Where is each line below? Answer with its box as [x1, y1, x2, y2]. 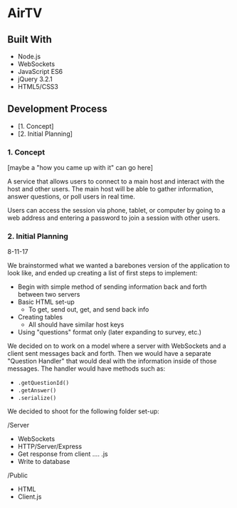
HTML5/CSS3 [17, 83, 58, 90]
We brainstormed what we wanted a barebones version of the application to [7, 261, 230, 270]
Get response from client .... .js [17, 450, 108, 458]
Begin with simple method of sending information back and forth [17, 282, 207, 291]
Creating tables [17, 313, 63, 322]
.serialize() [17, 395, 57, 402]
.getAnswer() [17, 387, 57, 394]
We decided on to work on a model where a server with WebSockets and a [7, 342, 226, 350]
